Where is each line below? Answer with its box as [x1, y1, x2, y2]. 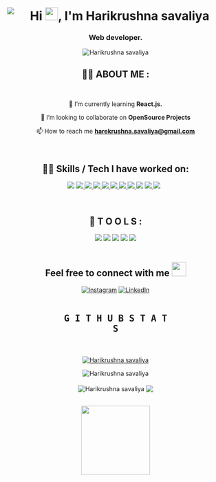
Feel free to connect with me [45, 267, 170, 279]
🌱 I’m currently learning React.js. [68, 100, 163, 108]
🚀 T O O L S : [89, 216, 142, 227]
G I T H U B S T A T [63, 313, 168, 324]
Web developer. [88, 33, 143, 43]
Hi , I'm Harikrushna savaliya [30, 8, 210, 24]
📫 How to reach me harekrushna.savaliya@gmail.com [36, 127, 195, 136]
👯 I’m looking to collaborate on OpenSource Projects [40, 114, 191, 122]
